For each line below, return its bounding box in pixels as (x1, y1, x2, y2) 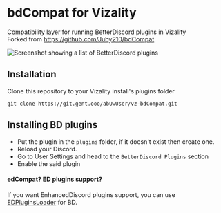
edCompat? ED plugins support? (7, 175, 102, 184)
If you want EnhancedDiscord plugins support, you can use (7, 190, 176, 198)
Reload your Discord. (17, 145, 77, 153)
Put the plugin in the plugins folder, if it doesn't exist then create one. (17, 137, 215, 146)
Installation (7, 68, 57, 80)
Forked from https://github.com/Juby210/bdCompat (7, 35, 155, 43)
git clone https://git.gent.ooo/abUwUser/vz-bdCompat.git (7, 100, 177, 107)
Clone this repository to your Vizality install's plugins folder (7, 86, 175, 95)
